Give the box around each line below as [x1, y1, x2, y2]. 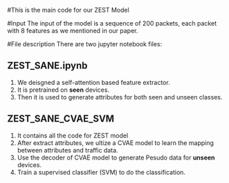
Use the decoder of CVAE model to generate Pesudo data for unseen [17, 153, 216, 162]
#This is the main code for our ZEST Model [7, 6, 129, 14]
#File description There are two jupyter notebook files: [7, 40, 163, 48]
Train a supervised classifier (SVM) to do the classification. [17, 168, 185, 176]
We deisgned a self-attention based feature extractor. [17, 78, 171, 86]
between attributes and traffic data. [17, 146, 119, 154]
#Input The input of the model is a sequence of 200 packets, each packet [7, 19, 217, 27]
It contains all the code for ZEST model [17, 131, 129, 139]
